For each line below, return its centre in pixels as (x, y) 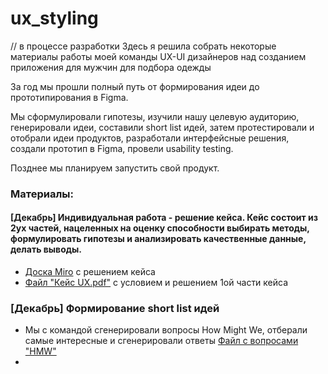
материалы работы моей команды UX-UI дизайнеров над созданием (158, 56)
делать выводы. (46, 249)
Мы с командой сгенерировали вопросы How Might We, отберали (166, 330)
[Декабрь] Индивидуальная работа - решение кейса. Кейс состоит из (164, 218)
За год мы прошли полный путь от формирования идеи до (135, 86)
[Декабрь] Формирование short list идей (115, 308)
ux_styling (54, 18)
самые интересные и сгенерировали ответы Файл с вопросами (161, 341)
